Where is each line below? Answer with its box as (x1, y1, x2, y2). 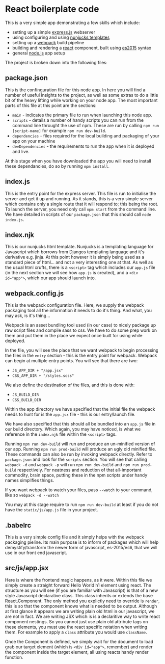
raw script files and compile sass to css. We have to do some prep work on (5, 327, 157, 333)
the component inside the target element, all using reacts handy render (5, 649, 149, 655)
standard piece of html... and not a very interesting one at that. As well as (5, 259, 153, 266)
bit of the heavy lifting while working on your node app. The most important (5, 97, 158, 103)
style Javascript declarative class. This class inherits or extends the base (5, 592, 153, 598)
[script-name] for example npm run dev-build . (12, 128, 107, 133)
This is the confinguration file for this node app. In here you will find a (5, 87, 146, 93)
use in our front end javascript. (5, 550, 67, 556)
